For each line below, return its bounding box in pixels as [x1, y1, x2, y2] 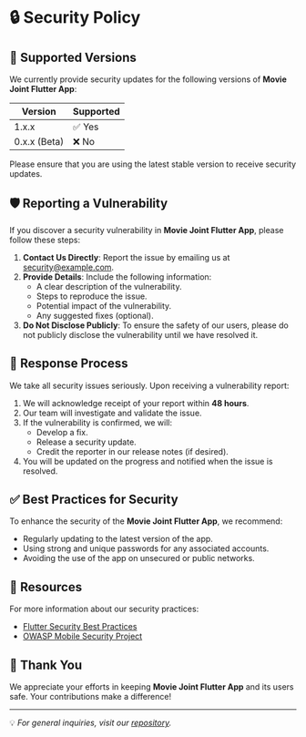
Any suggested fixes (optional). [36, 310, 154, 321]
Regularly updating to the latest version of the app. [22, 534, 214, 545]
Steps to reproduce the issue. [36, 291, 148, 302]
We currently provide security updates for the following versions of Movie [9, 74, 287, 85]
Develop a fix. [36, 426, 88, 437]
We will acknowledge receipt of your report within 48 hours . [22, 397, 250, 408]
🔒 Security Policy [9, 7, 141, 28]
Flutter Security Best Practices [22, 621, 138, 632]
